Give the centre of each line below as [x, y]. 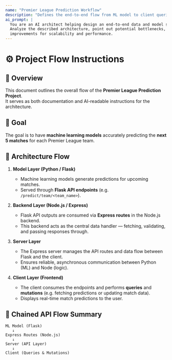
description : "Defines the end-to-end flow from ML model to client [80, 15]
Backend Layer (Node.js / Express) [50, 205]
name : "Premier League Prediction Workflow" [53, 10]
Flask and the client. [41, 257]
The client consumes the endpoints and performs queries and [86, 287]
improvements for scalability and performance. [62, 34]
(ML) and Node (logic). [44, 267]
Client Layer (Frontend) [38, 278]
